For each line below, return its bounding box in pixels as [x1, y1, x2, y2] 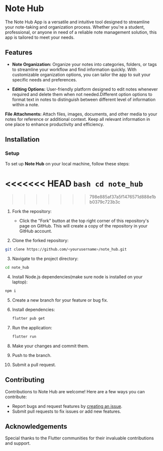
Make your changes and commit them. [12, 343, 89, 349]
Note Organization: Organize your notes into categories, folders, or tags [12, 61, 157, 67]
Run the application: [12, 324, 52, 330]
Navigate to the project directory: [12, 256, 79, 262]
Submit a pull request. [12, 362, 56, 368]
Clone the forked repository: [12, 238, 69, 243]
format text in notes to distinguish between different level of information [12, 97, 156, 102]
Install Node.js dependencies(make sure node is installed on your [12, 274, 143, 280]
